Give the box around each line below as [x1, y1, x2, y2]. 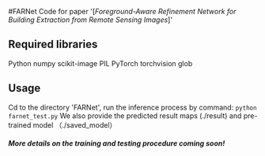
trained [8, 120, 32, 129]
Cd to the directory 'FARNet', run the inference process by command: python [8, 102, 257, 112]
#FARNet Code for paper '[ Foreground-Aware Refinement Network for [8, 7, 237, 16]
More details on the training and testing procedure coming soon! [8, 139, 225, 148]
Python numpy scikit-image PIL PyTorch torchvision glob [8, 58, 193, 68]
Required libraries [8, 38, 98, 51]
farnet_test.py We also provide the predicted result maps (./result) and [8, 110, 242, 121]
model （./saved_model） [32, 120, 117, 129]
